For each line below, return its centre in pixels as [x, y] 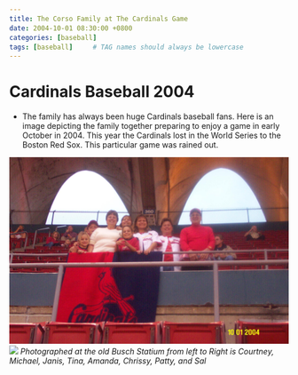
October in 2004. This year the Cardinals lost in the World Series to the [151, 136]
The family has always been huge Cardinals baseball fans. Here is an [148, 116]
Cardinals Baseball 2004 [102, 92]
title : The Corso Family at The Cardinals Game [99, 19]
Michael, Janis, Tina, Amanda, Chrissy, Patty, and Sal [108, 361]
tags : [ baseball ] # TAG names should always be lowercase [126, 47]
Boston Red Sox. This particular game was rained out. [120, 145]
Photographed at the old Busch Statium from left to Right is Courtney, [147, 351]
